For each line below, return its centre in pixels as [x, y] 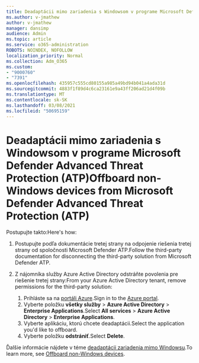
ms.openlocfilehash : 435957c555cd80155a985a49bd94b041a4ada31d [86, 84]
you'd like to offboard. [51, 330]
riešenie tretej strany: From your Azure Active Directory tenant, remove [100, 281]
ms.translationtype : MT [36, 94]
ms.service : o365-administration [47, 45]
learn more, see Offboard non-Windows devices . [66, 354]
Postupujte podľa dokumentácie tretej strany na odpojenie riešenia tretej [103, 244]
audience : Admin [26, 34]
